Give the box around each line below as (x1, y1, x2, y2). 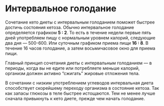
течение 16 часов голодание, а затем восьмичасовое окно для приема (5, 45, 156, 51)
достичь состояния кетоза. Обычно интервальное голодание (5, 24, 134, 30)
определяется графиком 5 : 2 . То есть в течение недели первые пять (5, 29, 152, 35)
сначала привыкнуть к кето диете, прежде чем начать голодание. (5, 95, 145, 101)
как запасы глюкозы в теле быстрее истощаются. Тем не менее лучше (5, 90, 156, 96)
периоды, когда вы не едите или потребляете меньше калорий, (5, 65, 140, 71)
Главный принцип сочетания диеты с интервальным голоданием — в (5, 60, 152, 66)
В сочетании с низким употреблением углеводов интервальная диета (5, 79, 154, 86)
